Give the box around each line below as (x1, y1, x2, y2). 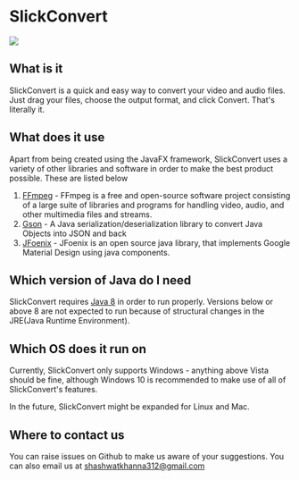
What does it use (9, 130, 105, 145)
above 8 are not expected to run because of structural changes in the (9, 306, 265, 316)
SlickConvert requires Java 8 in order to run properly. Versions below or (9, 297, 274, 307)
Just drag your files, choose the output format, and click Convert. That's (9, 94, 275, 105)
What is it (9, 61, 63, 77)
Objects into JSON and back (21, 228, 127, 239)
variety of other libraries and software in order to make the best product (9, 163, 274, 173)
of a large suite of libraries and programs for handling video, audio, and (21, 199, 285, 210)
